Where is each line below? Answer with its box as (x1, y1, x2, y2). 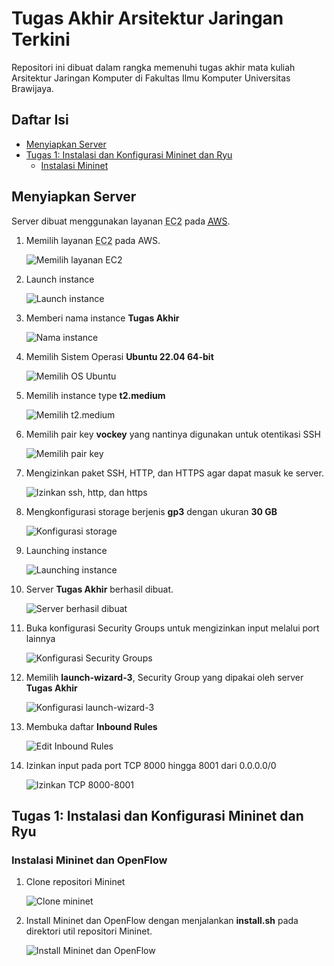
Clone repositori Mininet (25, 876, 126, 888)
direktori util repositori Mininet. (25, 925, 153, 937)
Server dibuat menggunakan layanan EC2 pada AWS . (11, 215, 231, 227)
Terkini (11, 28, 71, 51)
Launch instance (25, 273, 95, 285)
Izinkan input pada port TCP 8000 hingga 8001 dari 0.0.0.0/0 (25, 759, 277, 771)
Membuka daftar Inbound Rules (25, 720, 158, 732)
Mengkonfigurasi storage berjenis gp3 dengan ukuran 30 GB (25, 505, 278, 517)
